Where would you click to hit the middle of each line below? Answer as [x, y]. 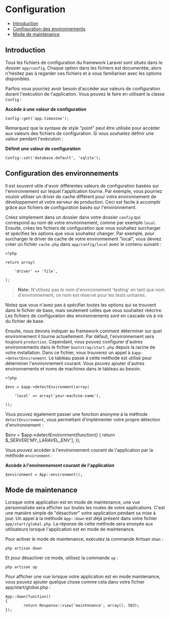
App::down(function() [28, 597]
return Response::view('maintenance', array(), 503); [81, 606]
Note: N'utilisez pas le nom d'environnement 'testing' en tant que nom [91, 289]
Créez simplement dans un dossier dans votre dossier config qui [73, 217]
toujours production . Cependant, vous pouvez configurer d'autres [74, 342]
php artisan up [21, 567]
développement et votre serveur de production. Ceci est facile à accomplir [83, 202]
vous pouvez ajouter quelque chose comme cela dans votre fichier [75, 582]
